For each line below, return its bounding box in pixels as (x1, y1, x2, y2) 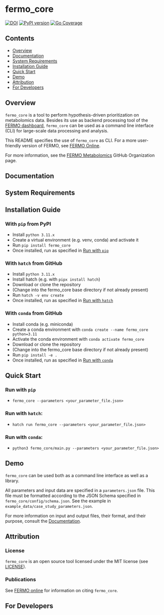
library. (5, 478, 20, 484)
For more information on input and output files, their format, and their (5, 512, 146, 519)
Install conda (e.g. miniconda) (12, 321, 73, 327)
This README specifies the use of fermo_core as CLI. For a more (5, 137, 137, 143)
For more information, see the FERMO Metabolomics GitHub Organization (5, 152, 155, 158)
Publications (5, 576, 36, 583)
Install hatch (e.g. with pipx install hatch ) (12, 276, 101, 282)
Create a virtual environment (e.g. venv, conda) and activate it (12, 237, 139, 243)
